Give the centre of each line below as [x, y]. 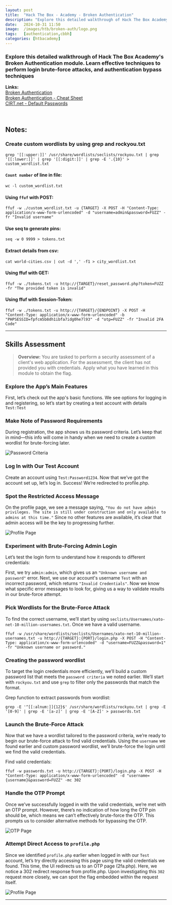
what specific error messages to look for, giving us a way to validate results [85, 589]
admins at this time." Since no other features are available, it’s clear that [83, 517]
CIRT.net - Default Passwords [37, 104]
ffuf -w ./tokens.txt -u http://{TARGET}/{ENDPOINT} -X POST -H [75, 311]
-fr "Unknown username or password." [46, 647]
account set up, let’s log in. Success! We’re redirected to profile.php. [77, 483]
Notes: [16, 130]
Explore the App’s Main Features [47, 387]
